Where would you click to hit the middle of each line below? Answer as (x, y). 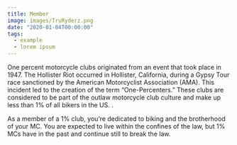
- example (28, 41)
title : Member (28, 14)
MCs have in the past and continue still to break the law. (89, 134)
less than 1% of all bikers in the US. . (60, 105)
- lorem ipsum (34, 47)
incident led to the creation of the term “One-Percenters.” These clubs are (116, 90)
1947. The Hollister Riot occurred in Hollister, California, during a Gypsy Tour (118, 75)
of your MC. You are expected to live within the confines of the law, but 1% (116, 126)
